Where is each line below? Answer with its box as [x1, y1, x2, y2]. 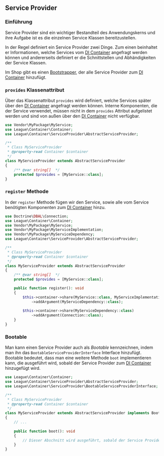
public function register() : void [14, 286, 84, 291]
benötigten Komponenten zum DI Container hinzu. [5, 204, 106, 210]
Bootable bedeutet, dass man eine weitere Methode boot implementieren [5, 355, 151, 361]
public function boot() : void [14, 429, 76, 434]
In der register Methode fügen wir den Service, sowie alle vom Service [5, 199, 149, 205]
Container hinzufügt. [5, 74, 47, 80]
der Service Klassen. [5, 59, 47, 65]
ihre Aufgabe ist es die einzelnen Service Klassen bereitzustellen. [5, 35, 137, 40]
